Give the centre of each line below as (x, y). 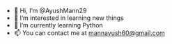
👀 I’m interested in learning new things (69, 18)
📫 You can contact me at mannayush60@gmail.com (89, 33)
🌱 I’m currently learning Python (58, 25)
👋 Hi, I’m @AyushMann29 (50, 11)
